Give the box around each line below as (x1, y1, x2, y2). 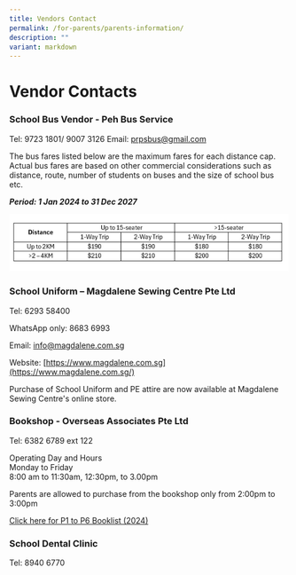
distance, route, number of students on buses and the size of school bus (9, 169, 275, 180)
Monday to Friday (9, 461, 74, 472)
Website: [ (9, 357, 47, 367)
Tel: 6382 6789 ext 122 (9, 435, 93, 445)
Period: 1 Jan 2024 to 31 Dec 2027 (9, 196, 137, 207)
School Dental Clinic (9, 537, 98, 549)
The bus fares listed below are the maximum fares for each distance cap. (9, 151, 277, 161)
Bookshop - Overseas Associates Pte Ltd (9, 415, 189, 428)
